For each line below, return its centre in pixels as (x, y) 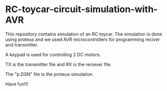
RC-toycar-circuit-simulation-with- (81, 9)
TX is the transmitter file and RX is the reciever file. (59, 64)
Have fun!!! (17, 84)
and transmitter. (22, 44)
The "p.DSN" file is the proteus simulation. (50, 74)
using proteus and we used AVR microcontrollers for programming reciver (83, 39)
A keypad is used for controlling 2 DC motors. (53, 55)
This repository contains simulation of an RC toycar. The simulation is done (84, 34)
